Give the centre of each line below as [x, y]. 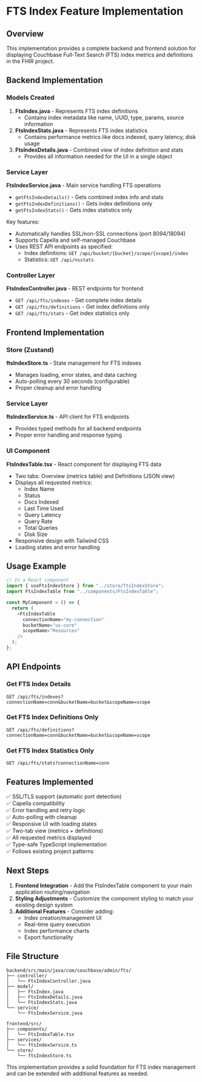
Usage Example [36, 566]
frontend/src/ [24, 1024]
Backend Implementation [55, 80]
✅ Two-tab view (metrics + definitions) [55, 831]
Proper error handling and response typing [69, 435]
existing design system [44, 905]
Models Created [30, 97]
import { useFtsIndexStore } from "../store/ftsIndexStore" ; [85, 586]
